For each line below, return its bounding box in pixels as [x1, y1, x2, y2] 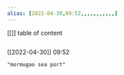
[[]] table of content [7, 29, 63, 37]
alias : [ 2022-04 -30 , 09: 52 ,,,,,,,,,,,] [7, 10, 118, 17]
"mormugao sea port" [7, 61, 66, 68]
